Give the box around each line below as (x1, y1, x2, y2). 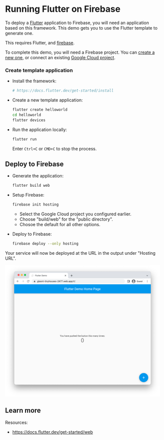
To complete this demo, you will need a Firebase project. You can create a (5, 49, 155, 55)
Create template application (5, 67, 73, 73)
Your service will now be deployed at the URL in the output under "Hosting (5, 250, 156, 256)
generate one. (5, 30, 33, 36)
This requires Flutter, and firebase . (5, 39, 75, 45)
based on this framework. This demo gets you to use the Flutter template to (5, 25, 158, 31)
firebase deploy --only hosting (12, 241, 79, 246)
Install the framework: (12, 78, 56, 84)
